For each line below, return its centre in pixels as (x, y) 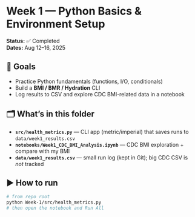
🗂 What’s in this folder (51, 114)
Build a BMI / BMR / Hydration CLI (58, 88)
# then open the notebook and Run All (55, 208)
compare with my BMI (42, 151)
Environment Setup (56, 24)
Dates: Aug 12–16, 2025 (36, 47)
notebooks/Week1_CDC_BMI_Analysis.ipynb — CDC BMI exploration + (99, 144)
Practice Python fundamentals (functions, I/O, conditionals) (89, 81)
